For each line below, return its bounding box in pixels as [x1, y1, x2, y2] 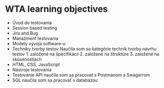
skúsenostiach [12, 56, 42, 62]
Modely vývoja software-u [12, 40, 66, 46]
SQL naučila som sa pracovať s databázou [12, 77, 98, 83]
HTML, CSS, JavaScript [12, 61, 60, 67]
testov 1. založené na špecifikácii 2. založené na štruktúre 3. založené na [12, 51, 160, 57]
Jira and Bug [12, 30, 38, 36]
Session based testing [12, 25, 57, 30]
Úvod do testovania [12, 20, 52, 26]
